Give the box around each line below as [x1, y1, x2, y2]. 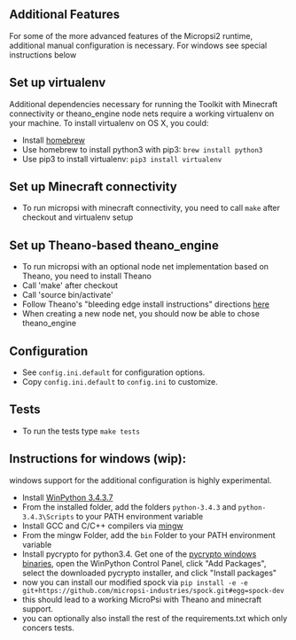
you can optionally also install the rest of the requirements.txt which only [21, 613, 288, 623]
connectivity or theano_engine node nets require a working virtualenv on [9, 108, 275, 119]
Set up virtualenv [9, 75, 106, 90]
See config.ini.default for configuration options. [21, 367, 206, 378]
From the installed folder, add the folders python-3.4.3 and [21, 501, 237, 512]
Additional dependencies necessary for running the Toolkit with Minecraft [9, 98, 278, 109]
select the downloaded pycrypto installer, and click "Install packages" [21, 567, 277, 578]
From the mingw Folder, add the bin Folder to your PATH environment [21, 529, 276, 540]
